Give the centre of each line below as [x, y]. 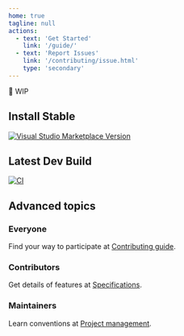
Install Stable [42, 116]
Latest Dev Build [50, 161]
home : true [27, 16]
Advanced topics [52, 206]
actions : [23, 31]
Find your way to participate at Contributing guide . [92, 247]
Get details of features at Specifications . [75, 285]
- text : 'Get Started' [54, 38]
